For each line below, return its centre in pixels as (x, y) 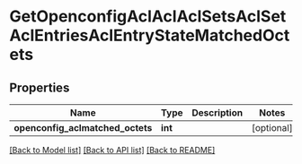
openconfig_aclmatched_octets (83, 128)
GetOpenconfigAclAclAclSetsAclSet (148, 17)
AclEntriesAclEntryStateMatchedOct (150, 35)
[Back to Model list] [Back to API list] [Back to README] (112, 150)
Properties (40, 87)
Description (218, 112)
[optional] (272, 128)
